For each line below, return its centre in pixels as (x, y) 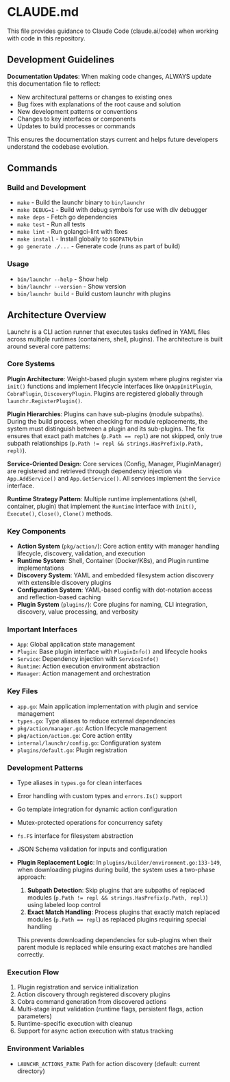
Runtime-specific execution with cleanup (75, 1024)
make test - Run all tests (51, 224)
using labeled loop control (64, 905)
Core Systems (31, 364)
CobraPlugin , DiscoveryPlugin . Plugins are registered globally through (105, 393)
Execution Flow (33, 972)
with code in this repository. (46, 38)
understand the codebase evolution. (58, 146)
